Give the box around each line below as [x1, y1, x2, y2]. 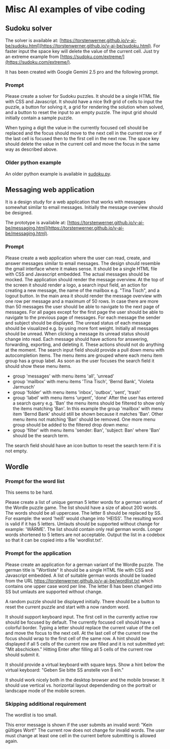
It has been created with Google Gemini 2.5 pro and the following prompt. [5, 69, 159, 75]
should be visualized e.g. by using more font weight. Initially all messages [5, 325, 159, 331]
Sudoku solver [5, 24, 52, 33]
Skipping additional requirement [5, 700, 86, 707]
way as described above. [5, 146, 58, 152]
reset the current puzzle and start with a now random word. [5, 604, 130, 610]
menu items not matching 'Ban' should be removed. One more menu [12, 416, 156, 422]
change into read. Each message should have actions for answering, [5, 336, 149, 342]
